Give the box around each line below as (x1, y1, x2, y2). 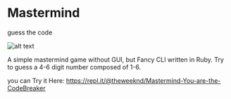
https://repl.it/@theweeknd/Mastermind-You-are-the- (65, 76, 221, 85)
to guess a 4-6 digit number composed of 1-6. (7, 62, 142, 71)
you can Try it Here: (7, 76, 65, 85)
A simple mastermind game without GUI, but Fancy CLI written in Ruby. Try (7, 55, 224, 64)
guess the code (7, 28, 53, 37)
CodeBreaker (7, 84, 46, 92)
